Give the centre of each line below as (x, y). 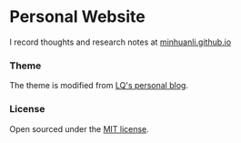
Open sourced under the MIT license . (80, 128)
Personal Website (77, 17)
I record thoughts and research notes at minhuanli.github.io (120, 42)
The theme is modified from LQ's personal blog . (99, 86)
